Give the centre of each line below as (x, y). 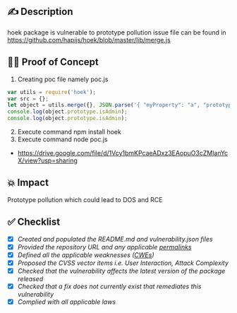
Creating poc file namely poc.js (63, 79)
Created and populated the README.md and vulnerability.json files (115, 239)
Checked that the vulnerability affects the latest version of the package (121, 271)
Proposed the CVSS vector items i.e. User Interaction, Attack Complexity (123, 263)
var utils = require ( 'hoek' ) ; (52, 92)
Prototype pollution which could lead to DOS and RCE (85, 199)
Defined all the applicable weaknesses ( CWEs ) (86, 255)
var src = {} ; (28, 99)
